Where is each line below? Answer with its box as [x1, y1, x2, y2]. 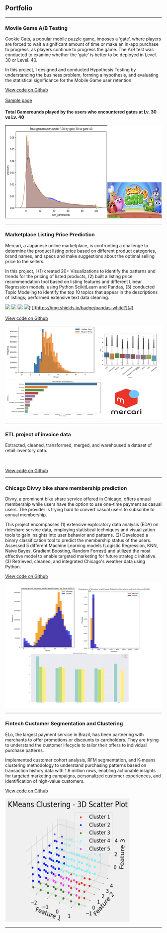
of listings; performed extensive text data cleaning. [5, 294, 109, 300]
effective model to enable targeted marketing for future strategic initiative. [5, 553, 157, 559]
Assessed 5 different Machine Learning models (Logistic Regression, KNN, [5, 543, 158, 549]
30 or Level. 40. [5, 57, 38, 63]
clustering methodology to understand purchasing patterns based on [5, 762, 147, 768]
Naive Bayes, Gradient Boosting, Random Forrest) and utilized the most [5, 548, 151, 554]
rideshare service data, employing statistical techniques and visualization [5, 527, 155, 533]
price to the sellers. [5, 258, 45, 264]
